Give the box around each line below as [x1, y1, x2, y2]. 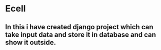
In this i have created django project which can [5, 23, 153, 31]
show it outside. [5, 38, 56, 47]
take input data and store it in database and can [5, 30, 156, 39]
